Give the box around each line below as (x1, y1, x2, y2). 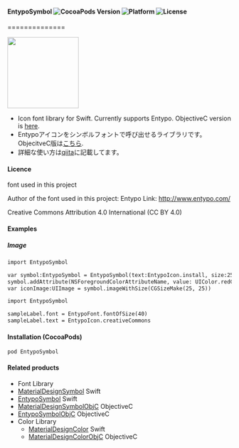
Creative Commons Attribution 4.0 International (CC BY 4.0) (7, 208, 183, 217)
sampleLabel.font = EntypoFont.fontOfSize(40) (7, 311, 148, 318)
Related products (7, 363, 60, 372)
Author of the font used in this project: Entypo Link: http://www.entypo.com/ (7, 194, 231, 203)
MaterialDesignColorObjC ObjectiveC (28, 432, 137, 441)
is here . (17, 122, 41, 130)
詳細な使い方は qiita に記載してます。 (17, 148, 123, 157)
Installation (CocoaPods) (7, 333, 83, 341)
